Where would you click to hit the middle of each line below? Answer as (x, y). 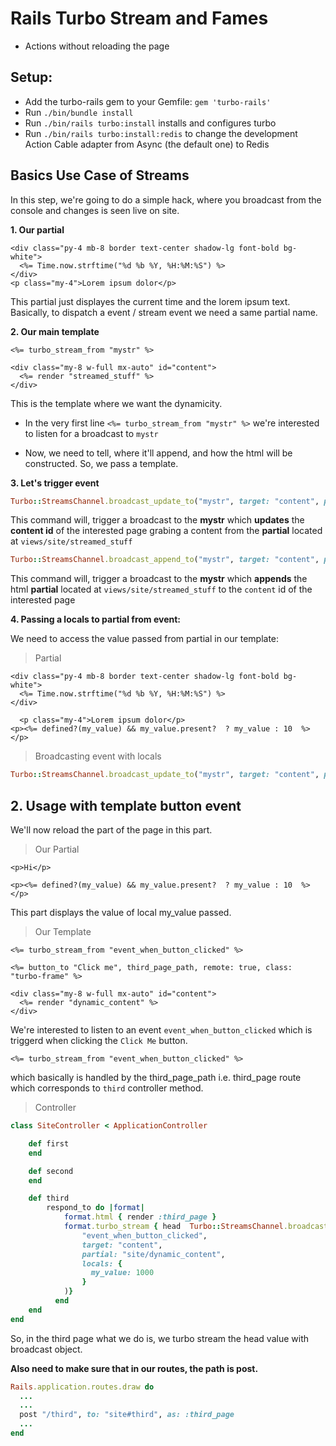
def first (49, 1143)
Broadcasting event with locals (98, 756)
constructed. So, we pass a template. (101, 463)
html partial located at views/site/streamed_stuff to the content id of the (161, 589)
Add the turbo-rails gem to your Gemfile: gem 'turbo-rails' (148, 101)
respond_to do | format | (95, 1208)
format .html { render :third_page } (140, 1217)
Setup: (31, 77)
